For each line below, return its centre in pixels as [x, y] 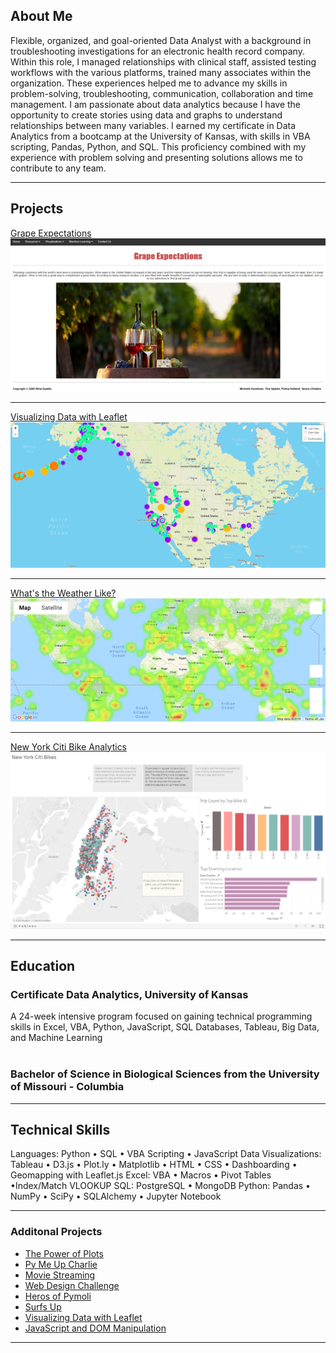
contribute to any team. [58, 168]
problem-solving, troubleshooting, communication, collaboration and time [162, 93]
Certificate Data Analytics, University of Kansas [129, 994]
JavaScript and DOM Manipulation [95, 1328]
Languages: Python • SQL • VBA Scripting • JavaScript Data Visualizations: [166, 1154]
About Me [41, 16]
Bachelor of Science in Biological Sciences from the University [165, 1074]
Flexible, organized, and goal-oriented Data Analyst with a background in [161, 40]
